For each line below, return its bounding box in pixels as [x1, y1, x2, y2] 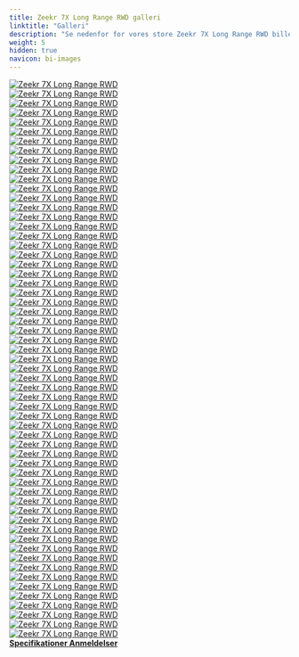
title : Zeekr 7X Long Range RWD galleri [9, 12, 162, 22]
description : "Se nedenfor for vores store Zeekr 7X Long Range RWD [9, 29, 269, 38]
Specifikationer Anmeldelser [9, 638, 118, 648]
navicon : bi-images [9, 54, 82, 63]
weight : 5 [9, 37, 46, 47]
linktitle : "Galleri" [9, 21, 90, 30]
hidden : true [9, 46, 58, 55]
